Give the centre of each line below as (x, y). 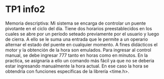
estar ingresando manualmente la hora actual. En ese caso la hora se (77, 66)
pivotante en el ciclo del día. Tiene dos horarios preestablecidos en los (79, 28)
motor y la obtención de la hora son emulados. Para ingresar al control (78, 50)
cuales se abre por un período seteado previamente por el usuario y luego (82, 34)
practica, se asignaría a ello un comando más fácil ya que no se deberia (80, 60)
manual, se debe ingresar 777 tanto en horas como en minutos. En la (76, 55)
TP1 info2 (25, 9)
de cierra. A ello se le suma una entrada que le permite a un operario (76, 39)
